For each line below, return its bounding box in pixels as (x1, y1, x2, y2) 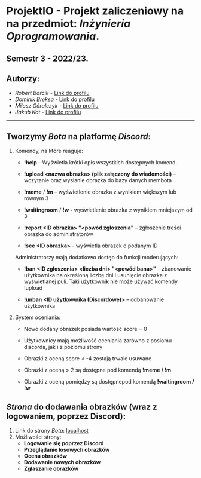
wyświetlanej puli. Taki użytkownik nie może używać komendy (23, 278, 178, 285)
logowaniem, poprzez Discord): (6, 411, 126, 421)
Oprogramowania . (6, 30, 100, 43)
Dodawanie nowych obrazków (23, 459, 101, 466)
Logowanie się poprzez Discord (23, 440, 104, 447)
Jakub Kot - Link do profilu (14, 109, 81, 116)
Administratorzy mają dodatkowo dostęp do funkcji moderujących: (14, 254, 179, 261)
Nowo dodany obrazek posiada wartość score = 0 (23, 326, 148, 333)
